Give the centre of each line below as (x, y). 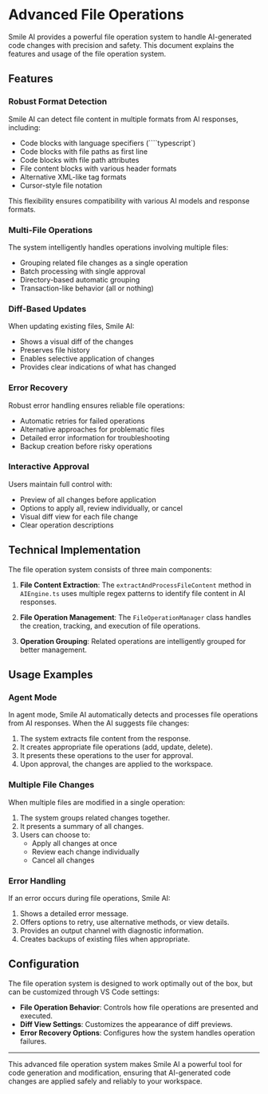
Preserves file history (55, 350)
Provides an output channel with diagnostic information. (112, 930)
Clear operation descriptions (67, 525)
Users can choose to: (55, 835)
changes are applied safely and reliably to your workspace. (105, 1081)
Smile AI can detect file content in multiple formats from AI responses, (123, 119)
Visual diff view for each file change (79, 516)
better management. (53, 650)
